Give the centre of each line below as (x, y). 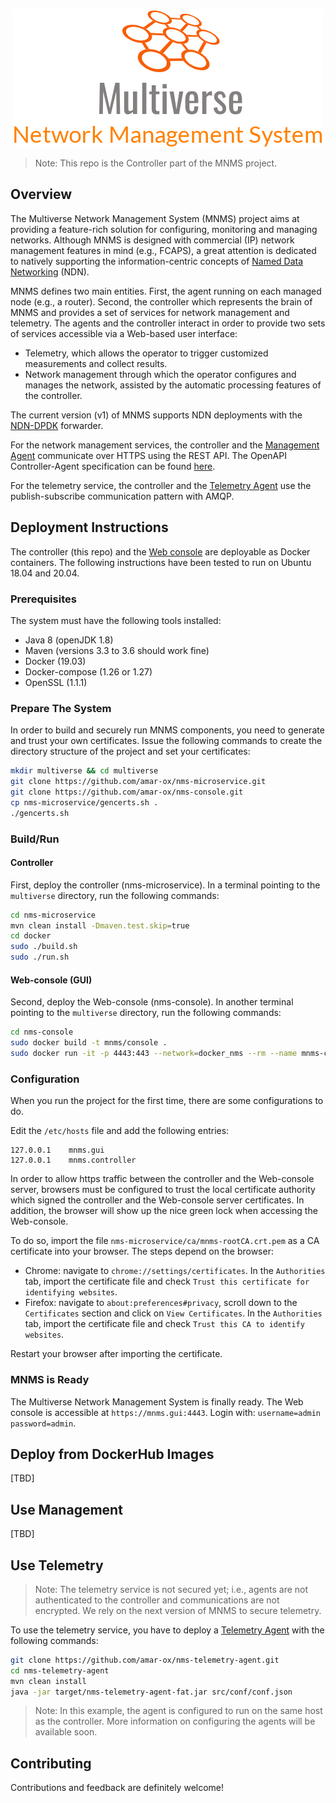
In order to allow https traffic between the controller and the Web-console (162, 1179)
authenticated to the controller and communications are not (157, 1600)
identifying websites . (71, 1292)
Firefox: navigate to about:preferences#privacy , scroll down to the (161, 1303)
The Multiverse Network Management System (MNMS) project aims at (155, 218)
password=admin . (43, 1423)
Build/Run (35, 839)
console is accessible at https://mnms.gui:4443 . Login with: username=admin (166, 1412)
